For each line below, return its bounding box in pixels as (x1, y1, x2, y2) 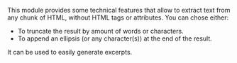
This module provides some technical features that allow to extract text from (7, 6, 231, 14)
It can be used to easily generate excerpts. (7, 48, 133, 56)
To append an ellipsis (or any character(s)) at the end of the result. (17, 34, 213, 43)
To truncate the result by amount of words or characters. (17, 27, 184, 35)
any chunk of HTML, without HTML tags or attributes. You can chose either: (7, 13, 229, 22)
